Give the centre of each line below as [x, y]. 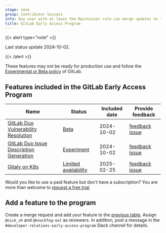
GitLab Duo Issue [28, 144]
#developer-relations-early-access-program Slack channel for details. [77, 225]
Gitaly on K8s [23, 167]
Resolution [20, 135]
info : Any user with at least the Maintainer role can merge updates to [82, 19]
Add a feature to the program [51, 203]
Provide [144, 109]
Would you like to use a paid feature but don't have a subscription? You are [82, 182]
